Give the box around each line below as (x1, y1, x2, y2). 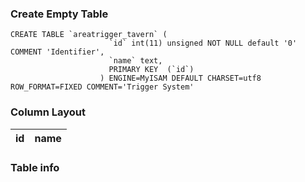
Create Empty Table (10, 7, 109, 21)
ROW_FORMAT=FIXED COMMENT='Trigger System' (10, 82, 195, 92)
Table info (10, 160, 60, 174)
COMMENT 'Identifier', (10, 47, 105, 57)
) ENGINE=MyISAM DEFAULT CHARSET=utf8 (99, 73, 262, 84)
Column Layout (10, 105, 86, 119)
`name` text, (108, 56, 163, 66)
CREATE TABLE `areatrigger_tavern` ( (10, 30, 168, 40)
